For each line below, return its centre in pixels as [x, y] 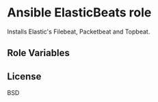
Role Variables [38, 53]
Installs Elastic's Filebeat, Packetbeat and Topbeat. [79, 31]
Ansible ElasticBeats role [79, 13]
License [24, 76]
